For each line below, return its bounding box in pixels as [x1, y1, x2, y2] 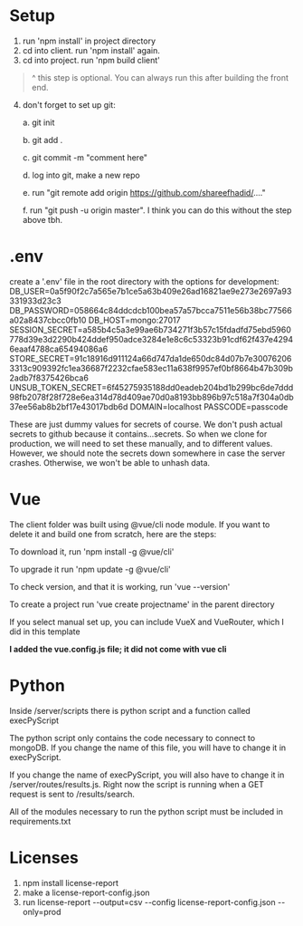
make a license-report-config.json [22, 887, 151, 898]
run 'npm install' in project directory [22, 35, 156, 46]
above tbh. [22, 214, 63, 225]
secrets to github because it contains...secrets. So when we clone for [9, 428, 268, 439]
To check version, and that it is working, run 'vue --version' [9, 581, 231, 592]
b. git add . [22, 134, 63, 145]
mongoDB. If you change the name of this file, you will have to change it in [9, 742, 287, 753]
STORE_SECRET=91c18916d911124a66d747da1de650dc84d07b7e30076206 [9, 352, 292, 363]
